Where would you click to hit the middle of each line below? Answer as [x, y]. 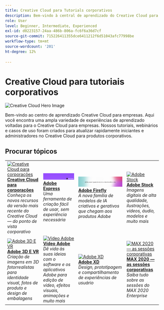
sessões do [138, 285]
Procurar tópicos [31, 151]
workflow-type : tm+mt [27, 42]
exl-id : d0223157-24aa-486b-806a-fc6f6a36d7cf [53, 31]
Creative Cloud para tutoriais [65, 82]
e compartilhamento [99, 272]
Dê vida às [54, 249]
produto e [17, 288]
